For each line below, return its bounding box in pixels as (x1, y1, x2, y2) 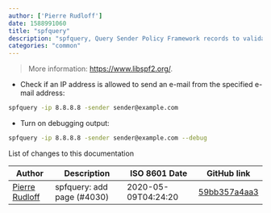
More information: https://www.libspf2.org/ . (27, 64, 173, 73)
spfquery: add (55, 181, 109, 192)
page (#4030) (55, 191, 109, 203)
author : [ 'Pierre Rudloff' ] (8, 11, 103, 20)
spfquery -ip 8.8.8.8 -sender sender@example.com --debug (8, 134, 207, 142)
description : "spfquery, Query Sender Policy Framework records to (8, 34, 240, 43)
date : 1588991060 (8, 19, 67, 27)
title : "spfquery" (8, 27, 70, 35)
